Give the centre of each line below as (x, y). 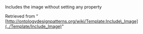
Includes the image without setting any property (53, 7)
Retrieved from (20, 16)
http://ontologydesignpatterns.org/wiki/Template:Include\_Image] (72, 21)
